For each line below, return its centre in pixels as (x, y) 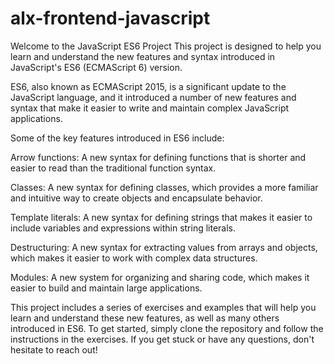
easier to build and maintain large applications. (106, 288)
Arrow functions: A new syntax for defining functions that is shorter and (158, 157)
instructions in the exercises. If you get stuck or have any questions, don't (162, 339)
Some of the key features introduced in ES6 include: (117, 138)
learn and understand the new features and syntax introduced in (143, 56)
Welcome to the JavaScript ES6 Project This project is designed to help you (166, 46)
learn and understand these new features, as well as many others (145, 318)
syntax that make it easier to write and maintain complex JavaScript (150, 108)
